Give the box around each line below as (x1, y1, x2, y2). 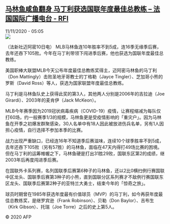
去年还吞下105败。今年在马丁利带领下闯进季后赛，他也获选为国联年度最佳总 (5, 50, 164, 56)
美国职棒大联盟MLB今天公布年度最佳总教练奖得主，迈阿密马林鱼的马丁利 (5, 67, 157, 73)
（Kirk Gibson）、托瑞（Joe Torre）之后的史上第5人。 (5, 204, 117, 210)
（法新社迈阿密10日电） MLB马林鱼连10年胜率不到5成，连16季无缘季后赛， (5, 44, 161, 50)
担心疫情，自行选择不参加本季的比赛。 (5, 126, 85, 133)
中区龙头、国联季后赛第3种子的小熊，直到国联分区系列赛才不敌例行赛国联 (5, 174, 159, 180)
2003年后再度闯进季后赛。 (5, 156, 61, 163)
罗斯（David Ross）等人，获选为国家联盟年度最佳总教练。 (5, 80, 127, 86)
